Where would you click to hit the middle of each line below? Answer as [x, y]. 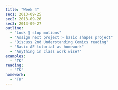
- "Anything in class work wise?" [46, 51]
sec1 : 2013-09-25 [23, 14]
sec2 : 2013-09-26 [23, 19]
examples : [16, 56]
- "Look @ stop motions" [36, 33]
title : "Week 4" [22, 10]
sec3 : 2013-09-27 [23, 24]
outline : [14, 28]
